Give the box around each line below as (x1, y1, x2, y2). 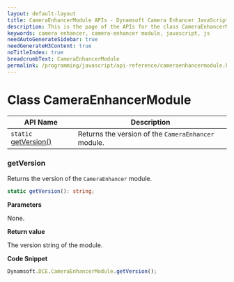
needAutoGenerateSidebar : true (7, 36, 98, 43)
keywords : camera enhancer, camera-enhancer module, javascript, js (7, 29, 210, 37)
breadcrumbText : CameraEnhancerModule (7, 56, 120, 63)
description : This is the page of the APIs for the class (7, 23, 179, 30)
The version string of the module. (7, 241, 103, 249)
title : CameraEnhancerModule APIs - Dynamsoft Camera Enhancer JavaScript (7, 17, 229, 24)
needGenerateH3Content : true (7, 42, 92, 49)
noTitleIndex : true (7, 49, 64, 56)
